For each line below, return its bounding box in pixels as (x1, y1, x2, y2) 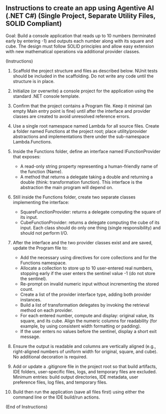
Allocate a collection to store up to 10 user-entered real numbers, (20, 265, 153, 271)
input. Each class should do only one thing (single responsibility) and (20, 224, 161, 230)
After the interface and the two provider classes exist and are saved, (12, 239, 153, 245)
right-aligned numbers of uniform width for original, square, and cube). (12, 348, 158, 354)
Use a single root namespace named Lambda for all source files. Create (12, 123, 160, 129)
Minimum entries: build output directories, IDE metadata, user (12, 374, 138, 380)
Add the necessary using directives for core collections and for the (20, 254, 157, 260)
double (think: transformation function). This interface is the (20, 179, 143, 185)
